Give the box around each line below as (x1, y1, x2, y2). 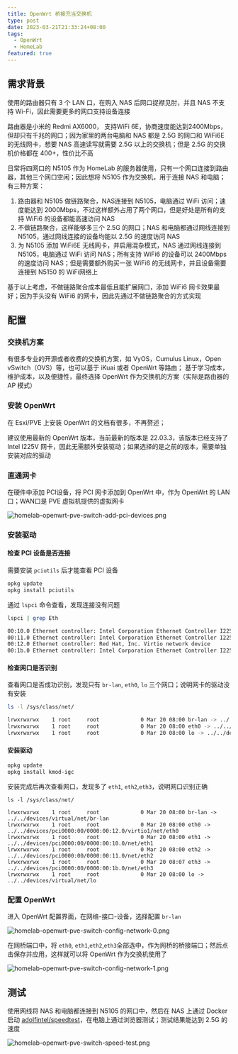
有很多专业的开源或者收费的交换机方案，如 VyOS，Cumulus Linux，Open (7, 355, 222, 363)
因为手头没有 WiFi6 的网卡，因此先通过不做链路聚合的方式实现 (19, 292, 202, 300)
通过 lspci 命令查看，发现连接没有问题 (7, 600, 120, 609)
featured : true (7, 50, 52, 57)
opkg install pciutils (7, 587, 74, 594)
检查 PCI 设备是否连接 (7, 549, 71, 557)
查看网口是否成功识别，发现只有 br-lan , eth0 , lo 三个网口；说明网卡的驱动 (7, 680, 224, 689)
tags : (7, 30, 23, 38)
